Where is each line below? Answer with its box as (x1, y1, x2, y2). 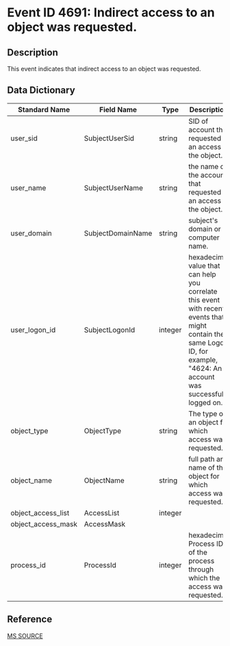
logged (188, 398, 211, 407)
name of (188, 463, 216, 472)
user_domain (10, 228, 53, 237)
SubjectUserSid (84, 133, 135, 143)
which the (188, 573, 220, 582)
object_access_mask (10, 519, 77, 528)
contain (188, 329, 213, 339)
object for (188, 471, 220, 480)
